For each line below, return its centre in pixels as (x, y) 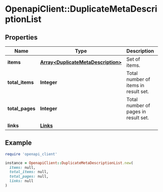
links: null (22, 181)
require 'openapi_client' (31, 154)
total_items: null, (29, 172)
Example (18, 143)
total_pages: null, (29, 176)
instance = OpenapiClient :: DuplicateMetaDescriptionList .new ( (69, 163)
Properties (21, 37)
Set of (133, 59)
